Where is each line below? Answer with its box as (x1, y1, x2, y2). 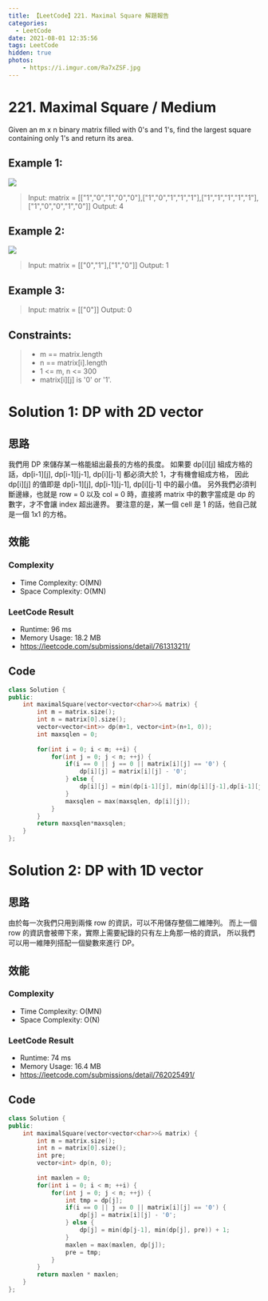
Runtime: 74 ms (19, 1053, 72, 1063)
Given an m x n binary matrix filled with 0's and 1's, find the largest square (8, 125, 251, 134)
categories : (8, 19, 48, 27)
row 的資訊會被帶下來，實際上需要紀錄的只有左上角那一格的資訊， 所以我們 (8, 928, 255, 938)
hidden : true (8, 49, 52, 57)
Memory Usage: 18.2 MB (19, 633, 101, 642)
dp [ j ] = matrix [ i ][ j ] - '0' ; (79, 1211, 177, 1219)
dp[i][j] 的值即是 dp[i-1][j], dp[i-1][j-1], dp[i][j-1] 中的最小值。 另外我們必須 (8, 479, 250, 489)
